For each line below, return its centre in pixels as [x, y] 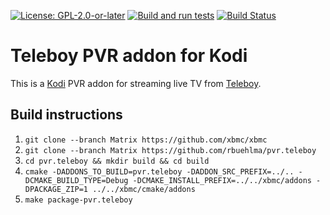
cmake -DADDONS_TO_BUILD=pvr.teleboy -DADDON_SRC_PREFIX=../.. [159, 171]
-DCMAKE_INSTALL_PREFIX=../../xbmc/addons [222, 180]
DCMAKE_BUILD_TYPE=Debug [76, 180]
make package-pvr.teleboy [78, 200]
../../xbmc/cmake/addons [144, 189]
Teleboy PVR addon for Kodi [129, 56]
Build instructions [66, 115]
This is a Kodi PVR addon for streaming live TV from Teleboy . [136, 83]
